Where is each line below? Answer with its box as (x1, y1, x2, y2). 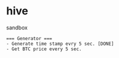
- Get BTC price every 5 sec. (6, 46, 82, 52)
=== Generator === (6, 35, 52, 41)
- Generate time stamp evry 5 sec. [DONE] (6, 41, 114, 47)
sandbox (6, 24, 28, 31)
